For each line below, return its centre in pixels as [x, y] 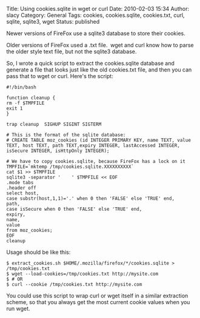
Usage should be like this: [38, 252]
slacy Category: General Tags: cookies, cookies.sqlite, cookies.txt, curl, [95, 15]
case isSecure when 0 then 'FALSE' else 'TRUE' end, [74, 209]
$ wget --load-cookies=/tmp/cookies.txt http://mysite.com [82, 274]
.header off [21, 188]
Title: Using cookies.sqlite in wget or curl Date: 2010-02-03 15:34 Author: [98, 9]
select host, [23, 193]
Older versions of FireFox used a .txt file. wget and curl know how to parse [100, 45]
